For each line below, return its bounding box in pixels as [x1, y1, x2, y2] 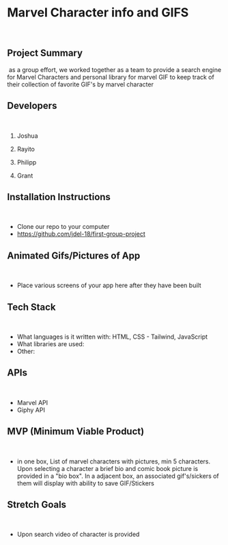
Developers [7, 100, 57, 112]
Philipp [16, 158, 37, 166]
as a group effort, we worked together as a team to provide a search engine [8, 65, 222, 73]
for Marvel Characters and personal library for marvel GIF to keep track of [7, 73, 215, 81]
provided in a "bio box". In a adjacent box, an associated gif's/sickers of [16, 472, 220, 480]
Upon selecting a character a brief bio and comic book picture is [16, 464, 199, 472]
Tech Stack [7, 301, 56, 313]
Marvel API [16, 398, 48, 407]
